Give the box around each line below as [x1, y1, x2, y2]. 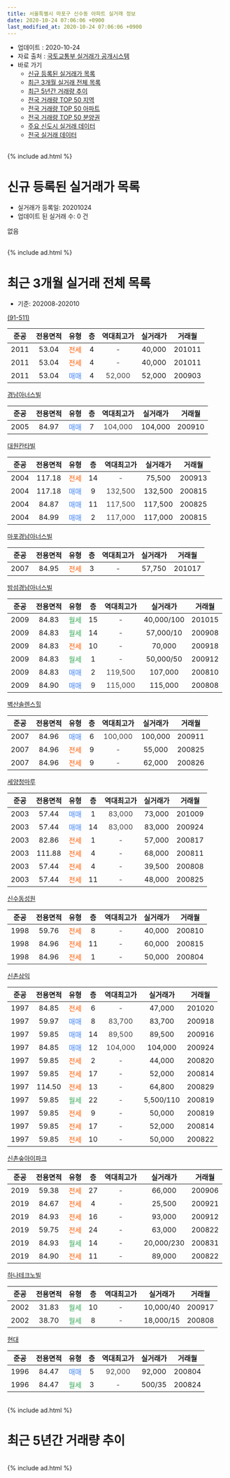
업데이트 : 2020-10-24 [17, 43, 80, 52]
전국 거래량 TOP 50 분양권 [27, 113, 100, 122]
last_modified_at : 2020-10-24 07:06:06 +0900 [7, 23, 142, 30]
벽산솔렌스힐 [7, 701, 42, 709]
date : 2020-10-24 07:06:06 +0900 [7, 17, 105, 24]
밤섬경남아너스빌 [7, 584, 53, 592]
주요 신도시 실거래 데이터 [27, 122, 96, 130]
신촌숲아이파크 [7, 1154, 48, 1162]
